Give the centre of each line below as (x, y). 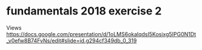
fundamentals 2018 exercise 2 (84, 11)
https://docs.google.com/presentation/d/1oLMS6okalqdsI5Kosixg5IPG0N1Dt (101, 34)
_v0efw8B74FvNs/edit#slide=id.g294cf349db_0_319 (72, 40)
